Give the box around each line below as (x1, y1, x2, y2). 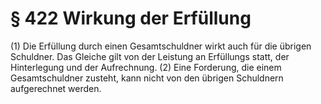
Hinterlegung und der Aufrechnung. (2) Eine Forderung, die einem (10, 61, 282, 73)
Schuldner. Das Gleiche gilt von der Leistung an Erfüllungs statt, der (10, 50, 290, 62)
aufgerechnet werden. (10, 82, 102, 94)
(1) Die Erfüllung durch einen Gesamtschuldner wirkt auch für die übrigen (10, 40, 312, 52)
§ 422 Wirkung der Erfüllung (10, 7, 252, 30)
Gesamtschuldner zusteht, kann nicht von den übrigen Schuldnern (10, 72, 284, 84)
